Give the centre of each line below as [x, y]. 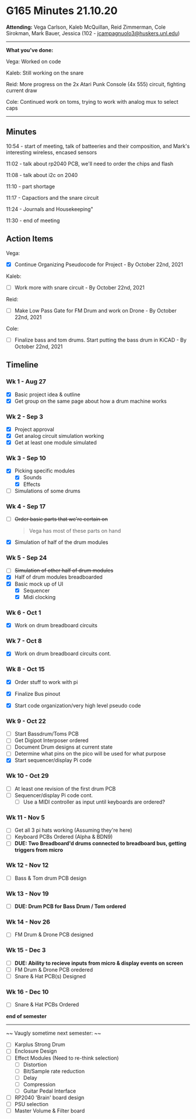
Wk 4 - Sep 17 [26, 506]
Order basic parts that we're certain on [61, 519]
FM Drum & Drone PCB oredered [54, 970]
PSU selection [31, 1104]
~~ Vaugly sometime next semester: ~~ [54, 1033]
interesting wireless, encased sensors [52, 152]
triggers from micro [38, 850]
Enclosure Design [36, 1051]
